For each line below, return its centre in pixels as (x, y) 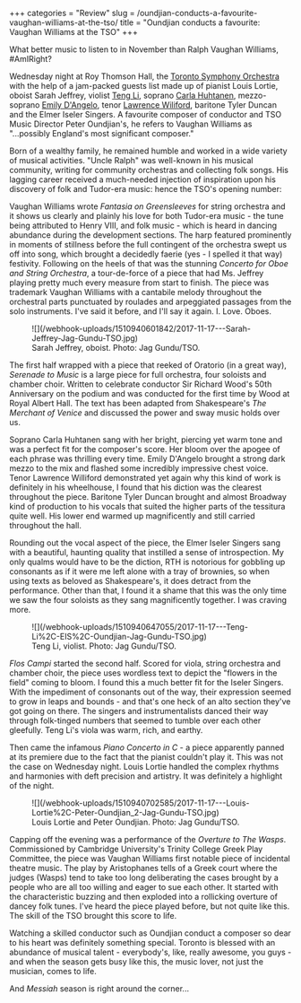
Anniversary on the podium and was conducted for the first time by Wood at (150, 393)
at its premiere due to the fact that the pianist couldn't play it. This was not (146, 757)
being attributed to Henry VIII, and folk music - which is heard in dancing (143, 225)
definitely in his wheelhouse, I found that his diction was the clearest (136, 487)
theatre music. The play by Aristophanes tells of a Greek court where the (143, 868)
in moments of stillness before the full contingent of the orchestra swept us (148, 244)
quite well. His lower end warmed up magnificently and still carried (132, 516)
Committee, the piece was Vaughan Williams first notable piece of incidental (150, 859)
